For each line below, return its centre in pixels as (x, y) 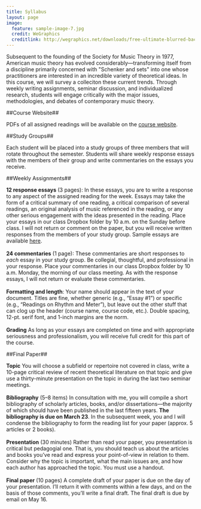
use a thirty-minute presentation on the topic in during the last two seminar (98, 378)
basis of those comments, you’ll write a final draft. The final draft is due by (98, 493)
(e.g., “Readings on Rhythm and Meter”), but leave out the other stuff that (97, 304)
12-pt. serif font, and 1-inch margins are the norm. (68, 317)
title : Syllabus (26, 12)
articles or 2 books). (31, 429)
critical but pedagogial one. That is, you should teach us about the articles (98, 449)
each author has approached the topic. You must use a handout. (85, 467)
